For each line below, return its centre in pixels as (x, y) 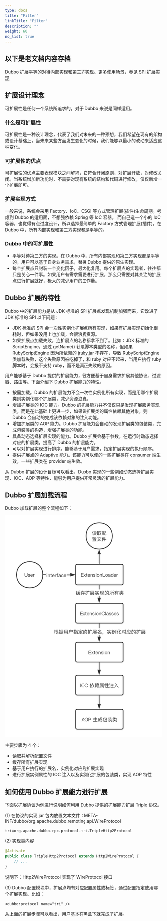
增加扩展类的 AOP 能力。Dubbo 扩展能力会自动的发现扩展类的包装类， (84, 423)
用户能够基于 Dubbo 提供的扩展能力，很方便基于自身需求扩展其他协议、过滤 (83, 375)
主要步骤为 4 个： (23, 745)
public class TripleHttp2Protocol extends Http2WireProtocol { (72, 856)
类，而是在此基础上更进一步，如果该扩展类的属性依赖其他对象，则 (80, 411)
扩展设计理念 (25, 95)
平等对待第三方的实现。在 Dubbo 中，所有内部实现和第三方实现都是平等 (86, 256)
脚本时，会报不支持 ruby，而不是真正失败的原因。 (63, 365)
